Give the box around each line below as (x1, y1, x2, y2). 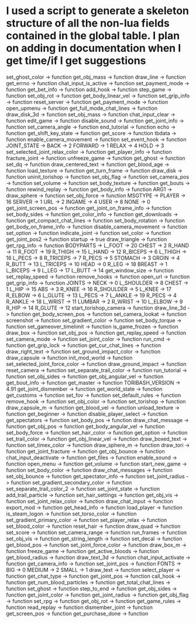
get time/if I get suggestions (6, 54, 146, 68)
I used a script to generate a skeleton (6, 4, 189, 18)
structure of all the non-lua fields (6, 16, 170, 30)
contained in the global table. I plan (6, 29, 180, 42)
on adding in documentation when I (6, 42, 181, 55)
